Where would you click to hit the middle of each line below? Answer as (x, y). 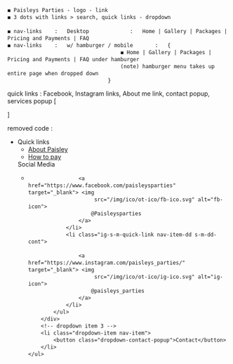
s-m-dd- (206, 235)
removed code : (30, 128)
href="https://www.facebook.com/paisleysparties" (102, 186)
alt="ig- (210, 277)
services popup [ (32, 101)
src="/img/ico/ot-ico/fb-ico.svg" (144, 200)
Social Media (36, 164)
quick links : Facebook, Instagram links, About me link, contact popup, (109, 93)
